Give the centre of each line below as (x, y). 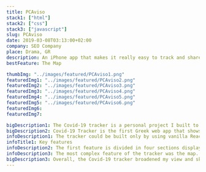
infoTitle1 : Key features (39, 142)
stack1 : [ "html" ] (29, 18)
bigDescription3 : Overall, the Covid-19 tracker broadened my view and (100, 159)
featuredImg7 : (25, 114)
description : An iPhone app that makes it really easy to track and (96, 58)
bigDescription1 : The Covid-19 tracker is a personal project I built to (103, 125)
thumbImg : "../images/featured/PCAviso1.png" (65, 74)
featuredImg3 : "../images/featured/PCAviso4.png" (71, 92)
